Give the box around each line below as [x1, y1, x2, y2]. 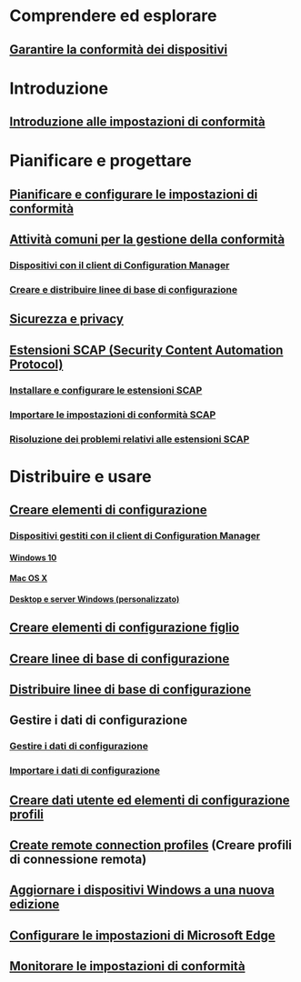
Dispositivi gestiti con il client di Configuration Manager [9, 529, 261, 542]
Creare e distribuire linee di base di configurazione [9, 283, 238, 296]
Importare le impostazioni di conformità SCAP [9, 408, 216, 421]
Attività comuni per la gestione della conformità [9, 232, 285, 247]
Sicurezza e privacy [9, 311, 125, 327]
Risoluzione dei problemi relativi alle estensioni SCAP [9, 433, 250, 446]
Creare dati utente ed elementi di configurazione [9, 792, 290, 807]
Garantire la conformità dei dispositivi [9, 42, 228, 57]
